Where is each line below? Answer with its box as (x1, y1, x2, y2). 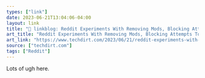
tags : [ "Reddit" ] (6, 48, 51, 54)
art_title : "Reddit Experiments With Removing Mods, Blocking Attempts (6, 31, 192, 37)
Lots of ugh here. (6, 65, 50, 72)
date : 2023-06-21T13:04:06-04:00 (6, 15, 92, 21)
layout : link (6, 20, 40, 26)
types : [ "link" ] (6, 8, 48, 15)
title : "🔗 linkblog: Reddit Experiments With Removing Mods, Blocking (6, 25, 190, 32)
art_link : (6, 37, 32, 43)
